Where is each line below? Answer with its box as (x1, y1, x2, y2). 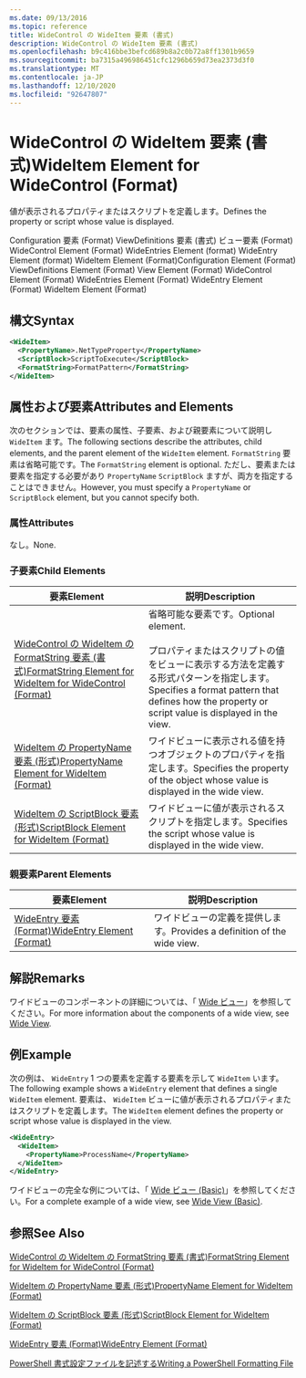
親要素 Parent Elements (9, 868, 112, 881)
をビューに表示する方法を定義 (148, 658, 277, 671)
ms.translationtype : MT (9, 65, 100, 74)
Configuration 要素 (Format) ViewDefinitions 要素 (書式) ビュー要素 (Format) (9, 235, 293, 246)
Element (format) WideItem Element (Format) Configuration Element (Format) (9, 255, 296, 266)
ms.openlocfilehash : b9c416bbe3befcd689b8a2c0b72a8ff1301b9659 (9, 47, 255, 57)
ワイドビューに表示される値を (148, 735, 277, 747)
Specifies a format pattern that (148, 684, 280, 696)
